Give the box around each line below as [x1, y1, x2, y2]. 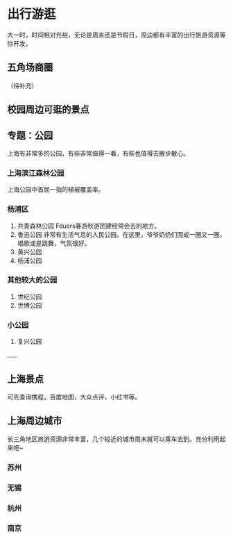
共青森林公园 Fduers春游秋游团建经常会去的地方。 [17, 222, 161, 230]
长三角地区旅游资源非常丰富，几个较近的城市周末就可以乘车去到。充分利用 [7, 435, 220, 443]
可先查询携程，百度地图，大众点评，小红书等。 [7, 392, 141, 401]
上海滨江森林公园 [7, 168, 64, 178]
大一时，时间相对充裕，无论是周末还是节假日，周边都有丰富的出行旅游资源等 [7, 31, 226, 39]
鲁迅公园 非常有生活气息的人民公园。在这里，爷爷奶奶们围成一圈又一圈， [17, 230, 226, 238]
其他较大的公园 [7, 275, 58, 285]
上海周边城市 [7, 415, 62, 427]
